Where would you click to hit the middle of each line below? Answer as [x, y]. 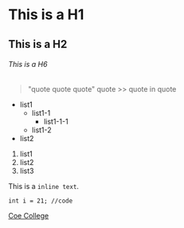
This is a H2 [38, 44]
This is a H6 [28, 65]
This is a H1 [46, 15]
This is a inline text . [44, 186]
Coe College [29, 215]
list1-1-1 [56, 121]
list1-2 [41, 130]
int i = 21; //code [41, 201]
